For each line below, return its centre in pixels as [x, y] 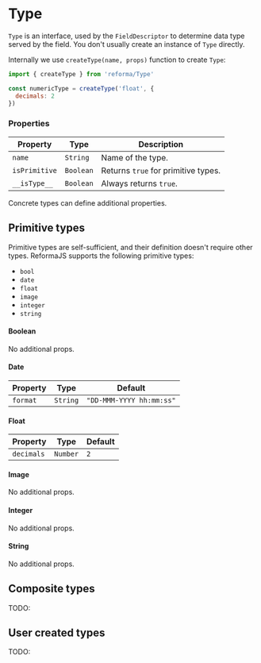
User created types [57, 632]
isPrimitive [35, 170]
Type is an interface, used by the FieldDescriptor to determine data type [127, 36]
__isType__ [33, 183]
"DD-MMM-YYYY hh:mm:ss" [131, 400]
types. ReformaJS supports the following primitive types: [101, 256]
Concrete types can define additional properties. [88, 202]
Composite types [52, 589]
